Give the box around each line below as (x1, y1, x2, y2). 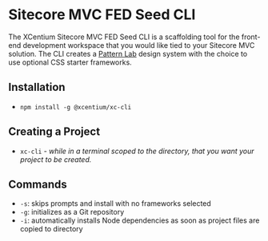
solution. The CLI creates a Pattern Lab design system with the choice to (8, 49, 248, 58)
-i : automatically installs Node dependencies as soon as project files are (19, 215, 260, 225)
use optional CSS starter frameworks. (8, 57, 132, 67)
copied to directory (19, 224, 83, 234)
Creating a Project (8, 125, 101, 139)
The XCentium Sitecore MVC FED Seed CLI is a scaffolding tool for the (8, 32, 240, 41)
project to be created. (19, 154, 92, 164)
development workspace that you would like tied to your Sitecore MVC (22, 40, 255, 49)
